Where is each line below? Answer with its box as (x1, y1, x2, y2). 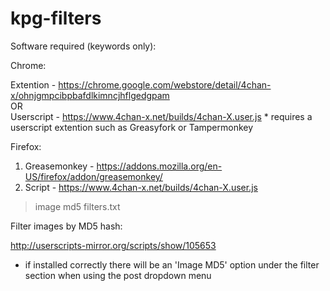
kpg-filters (10, 7, 102, 30)
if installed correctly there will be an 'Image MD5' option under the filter (24, 258, 320, 271)
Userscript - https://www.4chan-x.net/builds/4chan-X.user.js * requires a (10, 110, 313, 122)
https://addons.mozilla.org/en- (96, 160, 223, 172)
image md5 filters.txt (34, 200, 121, 212)
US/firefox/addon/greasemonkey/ (24, 170, 163, 182)
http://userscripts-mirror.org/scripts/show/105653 (10, 239, 217, 251)
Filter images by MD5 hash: (10, 220, 123, 232)
